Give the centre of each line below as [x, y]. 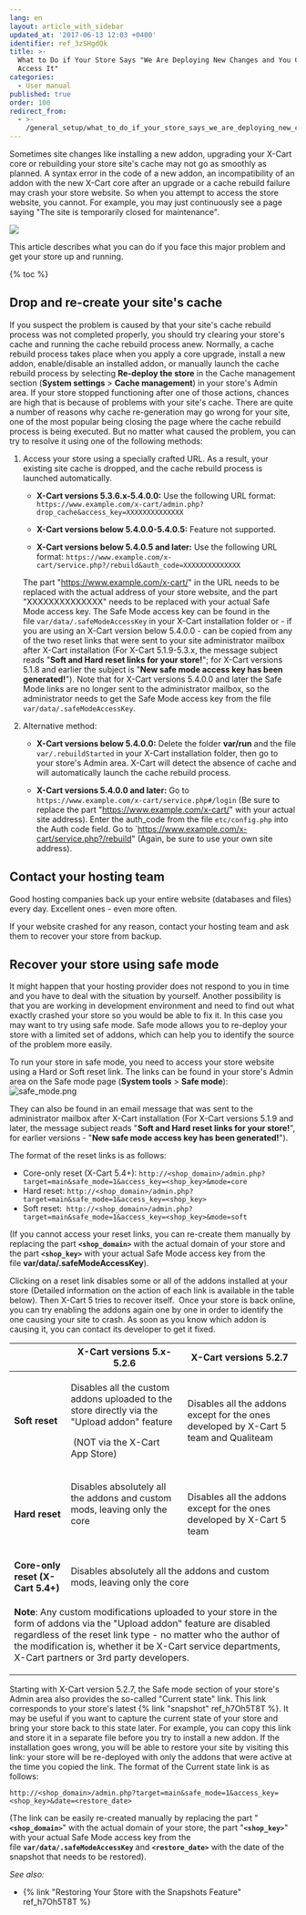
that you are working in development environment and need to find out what [152, 1006]
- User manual [44, 86]
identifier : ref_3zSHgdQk [58, 43]
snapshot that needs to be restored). [78, 1857]
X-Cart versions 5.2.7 [240, 1357]
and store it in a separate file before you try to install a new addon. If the [145, 1738]
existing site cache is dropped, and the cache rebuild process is [143, 468]
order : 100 [30, 103]
